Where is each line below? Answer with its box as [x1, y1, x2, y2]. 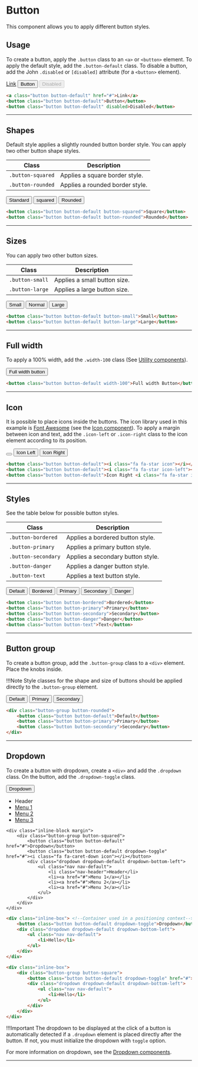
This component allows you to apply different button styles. [6, 23, 150, 30]
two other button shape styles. [6, 147, 81, 154]
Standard [9, 197, 29, 203]
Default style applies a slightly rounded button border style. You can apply [6, 141, 187, 148]
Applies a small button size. [54, 275, 130, 284]
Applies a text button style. [66, 572, 140, 580]
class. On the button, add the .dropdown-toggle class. [6, 773, 136, 780]
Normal [28, 301, 45, 308]
